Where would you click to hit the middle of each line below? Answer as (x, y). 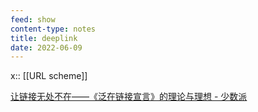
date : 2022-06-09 (46, 47)
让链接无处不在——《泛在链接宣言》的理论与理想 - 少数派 (129, 97)
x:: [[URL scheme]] (49, 76)
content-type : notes (53, 29)
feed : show (33, 19)
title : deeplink (44, 38)
